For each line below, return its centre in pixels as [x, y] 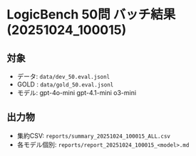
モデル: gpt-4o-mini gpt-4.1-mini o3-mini [77, 93]
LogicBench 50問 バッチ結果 [91, 15]
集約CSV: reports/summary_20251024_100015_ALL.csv [93, 135]
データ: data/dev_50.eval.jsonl [63, 76]
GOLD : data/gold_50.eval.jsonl [65, 84]
